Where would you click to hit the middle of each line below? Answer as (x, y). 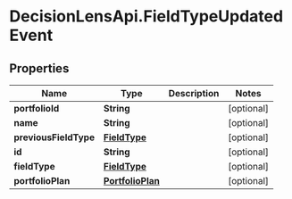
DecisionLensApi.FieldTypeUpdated (146, 17)
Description (194, 93)
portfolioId (37, 108)
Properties (39, 68)
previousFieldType (54, 137)
